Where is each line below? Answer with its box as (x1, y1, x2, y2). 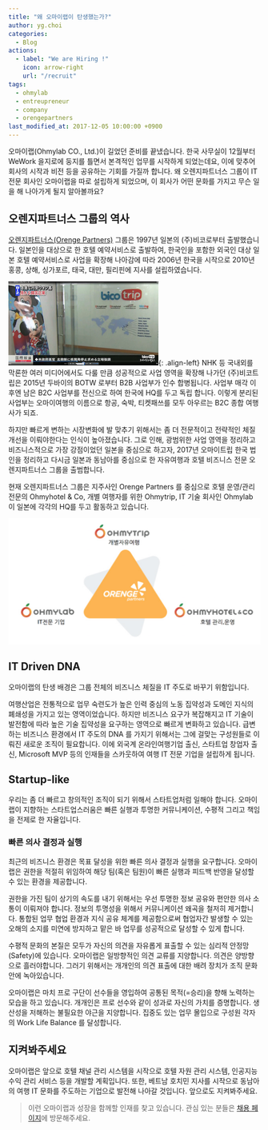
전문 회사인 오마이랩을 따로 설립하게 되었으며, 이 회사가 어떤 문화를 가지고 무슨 (8, 177, 252, 186)
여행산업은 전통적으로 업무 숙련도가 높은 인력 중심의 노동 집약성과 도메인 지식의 (8, 699, 254, 709)
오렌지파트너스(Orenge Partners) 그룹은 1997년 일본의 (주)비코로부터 (8, 234, 226, 244)
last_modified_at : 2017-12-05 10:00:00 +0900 (8, 122, 162, 131)
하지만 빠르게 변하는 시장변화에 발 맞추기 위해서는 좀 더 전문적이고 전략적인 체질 (8, 425, 256, 434)
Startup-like (8, 773, 70, 787)
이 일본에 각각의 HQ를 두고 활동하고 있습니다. (8, 501, 150, 511)
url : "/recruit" (22, 72, 78, 80)
